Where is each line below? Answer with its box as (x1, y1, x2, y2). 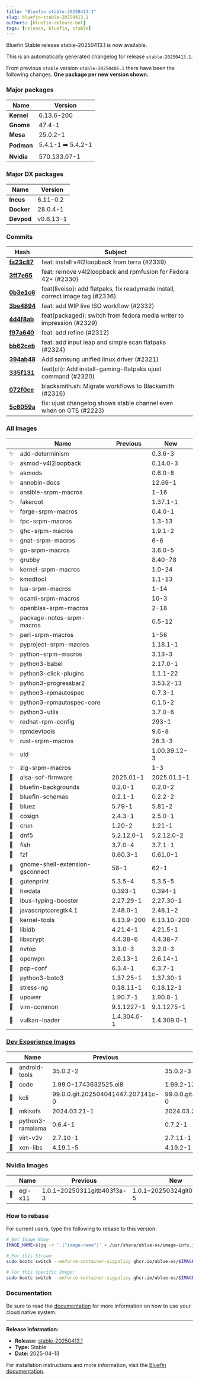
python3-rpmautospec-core (20, 699, 101, 707)
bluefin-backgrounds (20, 783, 80, 791)
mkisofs (18, 1107, 41, 1115)
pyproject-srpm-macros (20, 640, 89, 649)
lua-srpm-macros (20, 585, 71, 593)
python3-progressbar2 (20, 679, 85, 687)
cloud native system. (6, 1308, 57, 1316)
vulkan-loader (20, 1016, 60, 1025)
